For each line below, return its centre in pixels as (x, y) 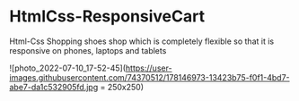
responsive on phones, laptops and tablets (88, 50)
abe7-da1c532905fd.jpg (54, 87)
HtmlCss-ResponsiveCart (107, 17)
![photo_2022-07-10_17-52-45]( (68, 68)
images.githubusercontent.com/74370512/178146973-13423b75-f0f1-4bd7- (149, 77)
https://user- (149, 68)
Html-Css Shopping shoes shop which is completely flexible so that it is (142, 41)
